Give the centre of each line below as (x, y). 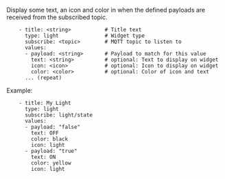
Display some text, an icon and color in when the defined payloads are (106, 10)
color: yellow (51, 163)
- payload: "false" (52, 127)
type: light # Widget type (85, 36)
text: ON (44, 157)
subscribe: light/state (59, 115)
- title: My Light (45, 103)
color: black (50, 139)
